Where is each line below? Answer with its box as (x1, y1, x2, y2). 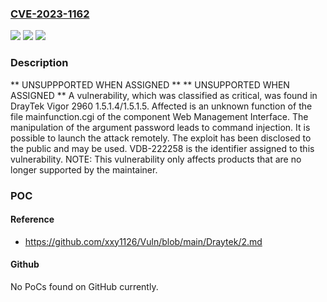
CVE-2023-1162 (10, 7, 90, 21)
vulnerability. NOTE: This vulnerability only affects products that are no (10, 153, 302, 165)
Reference (10, 213, 55, 226)
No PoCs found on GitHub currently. (10, 280, 159, 292)
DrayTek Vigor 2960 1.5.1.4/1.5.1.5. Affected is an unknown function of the (10, 100, 313, 112)
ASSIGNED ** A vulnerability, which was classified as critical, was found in (10, 89, 318, 101)
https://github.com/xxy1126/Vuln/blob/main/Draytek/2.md (24, 235, 263, 247)
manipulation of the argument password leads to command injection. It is (10, 121, 311, 133)
